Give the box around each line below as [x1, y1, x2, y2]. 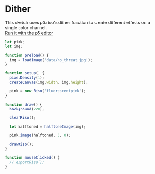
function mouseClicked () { [5, 155, 60, 160]
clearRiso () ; [9, 115, 36, 120]
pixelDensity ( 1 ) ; [9, 75, 45, 80]
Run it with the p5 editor [5, 30, 54, 36]
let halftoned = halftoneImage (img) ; [9, 124, 86, 129]
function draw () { [5, 102, 42, 107]
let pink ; [5, 39, 25, 44]
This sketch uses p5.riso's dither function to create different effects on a [5, 20, 150, 25]
